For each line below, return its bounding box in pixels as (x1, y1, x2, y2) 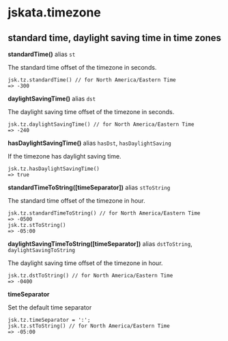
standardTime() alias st (8, 50, 76, 58)
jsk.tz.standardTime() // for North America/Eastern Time (8, 77, 176, 83)
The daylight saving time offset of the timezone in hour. (8, 259, 163, 267)
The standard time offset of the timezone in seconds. (8, 64, 157, 71)
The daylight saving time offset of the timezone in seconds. (8, 108, 175, 115)
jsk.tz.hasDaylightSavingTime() (8, 165, 100, 172)
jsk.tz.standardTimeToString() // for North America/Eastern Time (8, 210, 201, 217)
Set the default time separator (8, 303, 92, 312)
